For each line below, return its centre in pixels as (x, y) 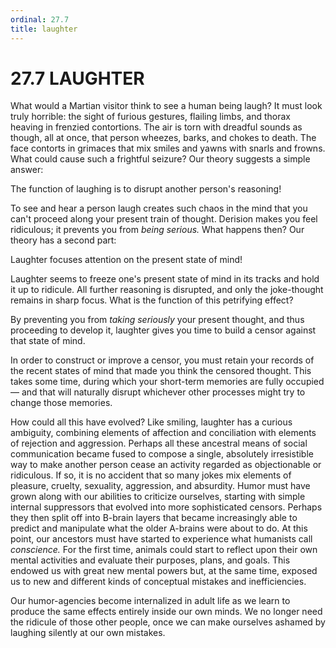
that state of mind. (48, 341)
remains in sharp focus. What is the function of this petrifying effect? (152, 300)
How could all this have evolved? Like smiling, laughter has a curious (151, 422)
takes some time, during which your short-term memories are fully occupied (167, 382)
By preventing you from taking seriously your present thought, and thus (157, 320)
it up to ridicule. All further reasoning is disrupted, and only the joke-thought (167, 290)
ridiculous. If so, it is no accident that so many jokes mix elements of (151, 475)
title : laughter (44, 29)
